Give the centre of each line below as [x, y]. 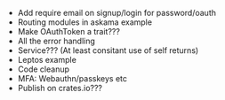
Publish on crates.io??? [60, 88]
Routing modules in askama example [85, 22]
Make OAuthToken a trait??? [68, 31]
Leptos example [47, 60]
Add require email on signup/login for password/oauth [117, 13]
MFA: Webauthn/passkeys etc [72, 78]
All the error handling [56, 41]
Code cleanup [43, 69]
